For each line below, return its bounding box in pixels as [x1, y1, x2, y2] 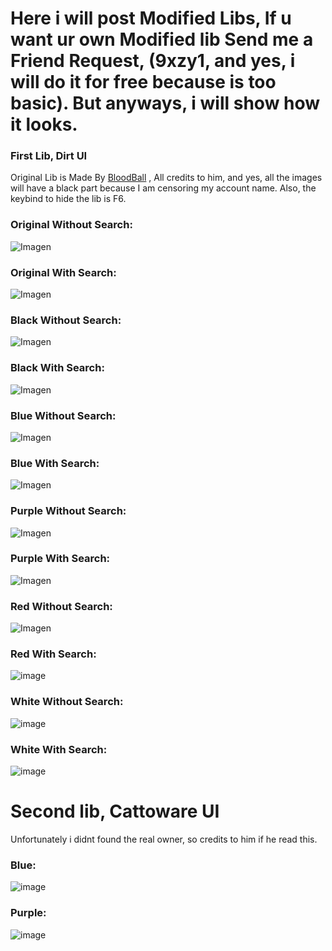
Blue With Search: [10, 456, 100, 470]
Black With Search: [10, 361, 105, 375]
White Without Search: [10, 695, 124, 709]
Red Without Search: [10, 599, 113, 613]
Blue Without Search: [10, 408, 117, 422]
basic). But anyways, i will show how [10, 92, 321, 115]
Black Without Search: [10, 313, 122, 327]
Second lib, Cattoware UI [10, 800, 220, 823]
